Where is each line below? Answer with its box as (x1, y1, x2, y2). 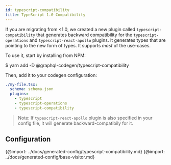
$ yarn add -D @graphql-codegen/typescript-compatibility (5, 62, 129, 68)
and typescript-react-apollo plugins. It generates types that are (29, 37, 166, 43)
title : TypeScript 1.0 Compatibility (5, 12, 86, 17)
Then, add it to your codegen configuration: (5, 72, 97, 78)
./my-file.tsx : (5, 82, 38, 87)
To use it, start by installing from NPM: (5, 52, 86, 59)
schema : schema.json (10, 87, 54, 92)
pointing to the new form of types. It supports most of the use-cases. (5, 42, 151, 48)
